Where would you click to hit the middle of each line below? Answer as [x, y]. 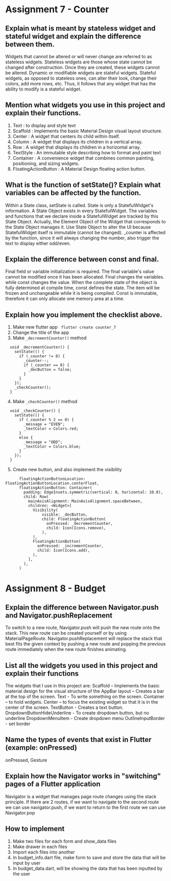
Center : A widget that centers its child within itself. [66, 136]
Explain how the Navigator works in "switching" [83, 776]
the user [21, 874]
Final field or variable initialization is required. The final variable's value [80, 271]
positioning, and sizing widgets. [46, 163]
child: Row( [36, 497]
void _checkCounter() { [35, 411]
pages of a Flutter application [53, 784]
